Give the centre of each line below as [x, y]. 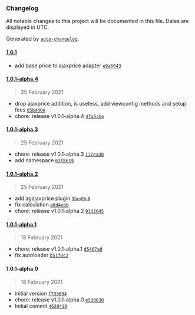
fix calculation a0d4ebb [42, 205]
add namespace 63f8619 [44, 160]
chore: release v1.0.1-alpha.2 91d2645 [59, 211]
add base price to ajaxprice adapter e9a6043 [68, 65]
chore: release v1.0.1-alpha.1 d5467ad [59, 249]
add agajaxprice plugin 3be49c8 [52, 198]
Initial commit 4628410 [41, 306]
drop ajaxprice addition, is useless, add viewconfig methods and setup [100, 103]
